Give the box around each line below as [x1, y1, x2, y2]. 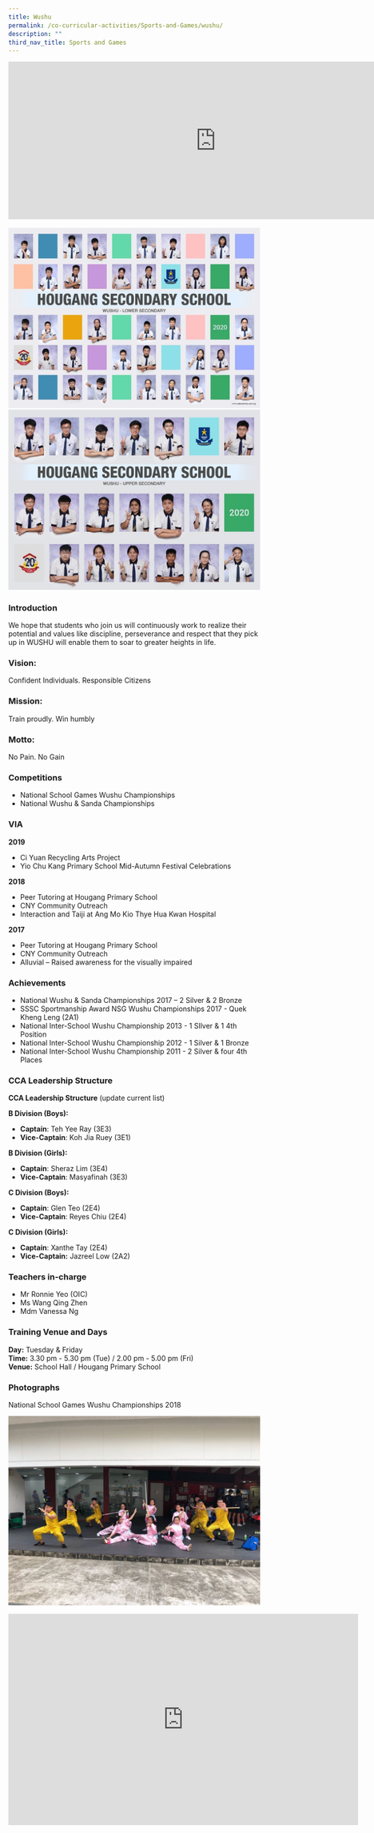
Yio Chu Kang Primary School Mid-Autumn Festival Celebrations [19, 861, 232, 871]
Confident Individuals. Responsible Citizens [8, 675, 152, 685]
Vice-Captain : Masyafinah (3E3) [19, 1172, 128, 1182]
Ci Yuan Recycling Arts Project [19, 852, 121, 862]
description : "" [8, 30, 62, 38]
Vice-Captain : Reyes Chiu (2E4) [19, 1212, 127, 1222]
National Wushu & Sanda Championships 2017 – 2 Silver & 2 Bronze [19, 995, 242, 1005]
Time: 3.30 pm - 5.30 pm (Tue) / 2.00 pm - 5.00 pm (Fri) [8, 1353, 194, 1363]
